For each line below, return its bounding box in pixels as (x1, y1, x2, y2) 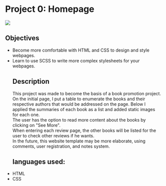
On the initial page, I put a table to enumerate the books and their (12, 96, 145, 102)
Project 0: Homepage (5, 3, 95, 15)
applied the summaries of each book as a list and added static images (12, 106, 155, 112)
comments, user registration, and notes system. (12, 143, 110, 149)
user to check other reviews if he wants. (12, 132, 95, 138)
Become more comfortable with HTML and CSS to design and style (12, 47, 150, 53)
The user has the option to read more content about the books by (12, 117, 146, 123)
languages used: (12, 157, 65, 166)
